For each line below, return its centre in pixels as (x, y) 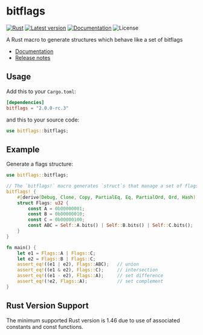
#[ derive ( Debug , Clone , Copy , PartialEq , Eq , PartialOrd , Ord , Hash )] (108, 197)
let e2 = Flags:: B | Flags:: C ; (56, 259)
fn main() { (21, 247)
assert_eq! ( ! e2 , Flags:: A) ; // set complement (90, 281)
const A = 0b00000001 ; (56, 209)
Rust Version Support (47, 306)
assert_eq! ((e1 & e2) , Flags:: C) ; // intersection (88, 270)
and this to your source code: (43, 120)
